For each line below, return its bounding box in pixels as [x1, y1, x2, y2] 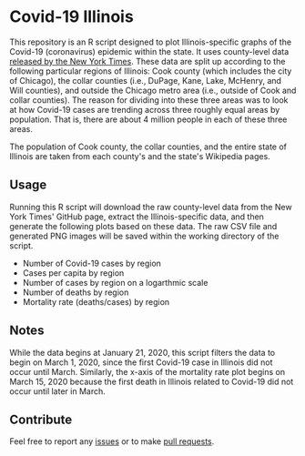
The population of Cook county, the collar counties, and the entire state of [9, 141, 288, 152]
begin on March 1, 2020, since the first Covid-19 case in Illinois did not [9, 357, 273, 368]
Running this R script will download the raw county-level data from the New [9, 201, 293, 212]
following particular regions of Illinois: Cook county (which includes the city [9, 66, 292, 76]
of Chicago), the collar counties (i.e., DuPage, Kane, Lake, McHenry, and [9, 75, 282, 86]
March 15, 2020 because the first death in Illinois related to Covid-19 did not [9, 376, 294, 387]
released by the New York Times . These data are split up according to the [9, 56, 286, 66]
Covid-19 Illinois [9, 6, 134, 27]
